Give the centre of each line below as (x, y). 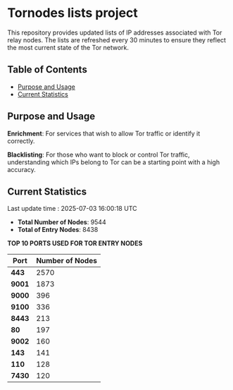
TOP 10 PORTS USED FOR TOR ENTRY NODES (75, 243)
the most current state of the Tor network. (68, 47)
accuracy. (22, 169)
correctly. (21, 141)
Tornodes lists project (73, 13)
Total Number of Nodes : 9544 (62, 222)
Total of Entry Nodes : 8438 (58, 230)
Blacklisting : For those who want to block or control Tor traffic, (99, 154)
